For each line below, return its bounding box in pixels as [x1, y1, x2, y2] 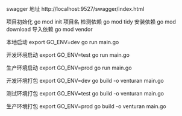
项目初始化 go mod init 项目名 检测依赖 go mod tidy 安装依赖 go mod [6, 18, 177, 25]
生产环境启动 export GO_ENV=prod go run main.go [6, 64, 132, 71]
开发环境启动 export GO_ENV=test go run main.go [6, 51, 130, 59]
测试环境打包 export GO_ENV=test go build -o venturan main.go [6, 90, 165, 97]
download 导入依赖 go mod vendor [6, 26, 93, 33]
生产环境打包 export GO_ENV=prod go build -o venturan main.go [6, 103, 167, 110]
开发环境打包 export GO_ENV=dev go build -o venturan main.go [6, 77, 164, 84]
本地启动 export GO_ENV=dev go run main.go [6, 39, 119, 45]
